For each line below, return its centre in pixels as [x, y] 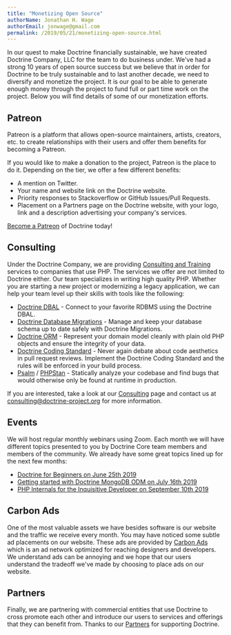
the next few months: [37, 461]
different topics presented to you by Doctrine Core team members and [107, 446]
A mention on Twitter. [47, 183]
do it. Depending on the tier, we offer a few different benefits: [94, 170]
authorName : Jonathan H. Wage [51, 20]
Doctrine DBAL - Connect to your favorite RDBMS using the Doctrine [114, 307]
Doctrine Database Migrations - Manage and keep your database [109, 321]
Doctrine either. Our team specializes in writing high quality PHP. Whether [112, 279]
